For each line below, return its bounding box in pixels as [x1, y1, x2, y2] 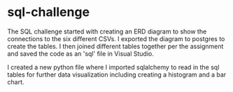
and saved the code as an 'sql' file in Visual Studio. [7, 49, 154, 58]
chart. [7, 77, 24, 86]
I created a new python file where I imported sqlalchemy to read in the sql [7, 63, 220, 71]
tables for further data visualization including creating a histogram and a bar [7, 70, 227, 79]
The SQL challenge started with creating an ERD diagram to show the [7, 27, 207, 36]
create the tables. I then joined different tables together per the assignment [7, 42, 224, 50]
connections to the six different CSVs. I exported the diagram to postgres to [7, 34, 225, 43]
